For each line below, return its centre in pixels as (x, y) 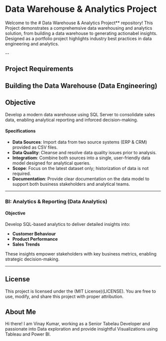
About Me (21, 312)
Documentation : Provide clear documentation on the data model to (81, 178)
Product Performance (35, 239)
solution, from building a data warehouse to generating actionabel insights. (81, 33)
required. (21, 173)
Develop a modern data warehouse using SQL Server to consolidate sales (80, 114)
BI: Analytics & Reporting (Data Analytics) (56, 201)
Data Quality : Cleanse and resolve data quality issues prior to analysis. (84, 152)
